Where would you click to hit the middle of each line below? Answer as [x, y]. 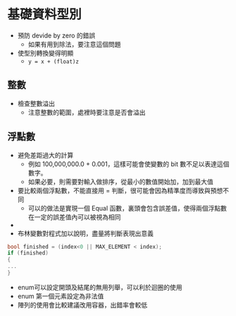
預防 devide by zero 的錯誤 [56, 35]
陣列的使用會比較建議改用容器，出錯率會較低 [82, 305]
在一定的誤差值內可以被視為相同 [74, 217]
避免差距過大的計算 [45, 155]
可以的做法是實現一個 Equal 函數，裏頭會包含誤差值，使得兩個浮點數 [127, 208]
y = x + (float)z [54, 62]
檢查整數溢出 [36, 103]
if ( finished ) [28, 253]
